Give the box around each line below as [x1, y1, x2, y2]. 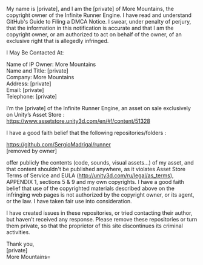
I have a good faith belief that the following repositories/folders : [6, 129, 167, 136]
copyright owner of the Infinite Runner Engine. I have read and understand [6, 11, 192, 19]
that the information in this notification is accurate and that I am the [6, 24, 174, 31]
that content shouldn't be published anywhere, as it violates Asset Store [6, 166, 186, 172]
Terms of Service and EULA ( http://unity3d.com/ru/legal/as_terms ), [6, 172, 174, 179]
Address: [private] [6, 80, 52, 87]
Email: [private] [6, 87, 44, 93]
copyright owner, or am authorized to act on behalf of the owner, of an [6, 31, 182, 38]
